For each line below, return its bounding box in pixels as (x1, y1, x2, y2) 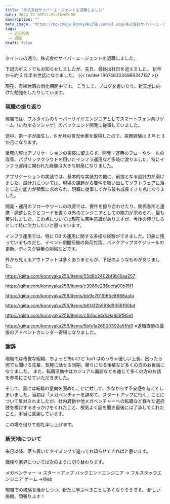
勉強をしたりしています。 (14, 89, 67, 95)
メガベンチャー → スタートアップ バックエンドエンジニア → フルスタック (5, 469, 158, 476)
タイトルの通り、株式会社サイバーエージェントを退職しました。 (5, 55, 138, 61)
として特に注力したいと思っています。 (5, 222, 84, 228)
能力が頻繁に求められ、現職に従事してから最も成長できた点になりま (22, 186, 165, 192)
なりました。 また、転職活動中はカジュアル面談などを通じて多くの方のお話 (5, 368, 161, 375)
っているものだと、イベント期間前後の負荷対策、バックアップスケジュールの (5, 240, 164, 246)
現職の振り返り (5, 103, 42, 110)
